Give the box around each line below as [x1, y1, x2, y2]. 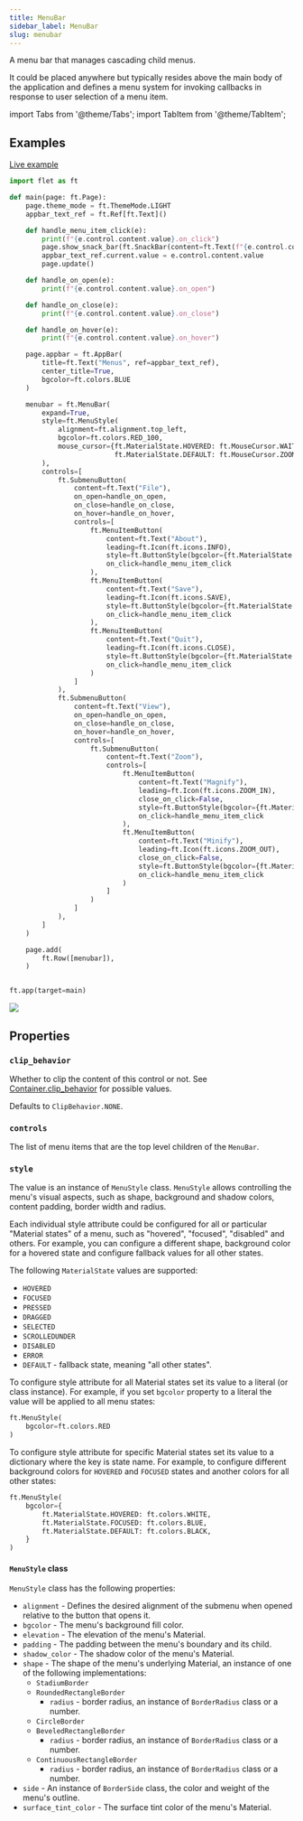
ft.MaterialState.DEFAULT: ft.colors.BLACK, [41, 1527, 212, 1536]
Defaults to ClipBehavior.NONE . [9, 1100, 124, 1111]
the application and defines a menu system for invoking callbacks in [9, 82, 262, 93]
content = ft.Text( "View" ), [73, 702, 171, 712]
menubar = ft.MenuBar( [25, 399, 111, 409]
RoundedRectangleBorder [35, 1688, 126, 1698]
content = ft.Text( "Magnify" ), [138, 778, 248, 787]
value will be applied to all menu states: [9, 1396, 156, 1407]
